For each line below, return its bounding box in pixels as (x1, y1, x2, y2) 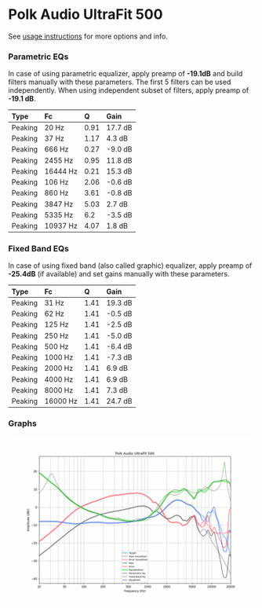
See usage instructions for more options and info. (8, 31, 169, 41)
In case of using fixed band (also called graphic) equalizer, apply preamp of (8, 261, 253, 270)
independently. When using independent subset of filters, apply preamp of (8, 86, 249, 95)
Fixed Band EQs (8, 243, 69, 254)
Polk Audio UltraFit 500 (8, 5, 163, 24)
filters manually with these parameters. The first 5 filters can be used (8, 77, 231, 87)
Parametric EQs (8, 51, 69, 62)
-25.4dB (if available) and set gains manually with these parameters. (8, 269, 230, 279)
